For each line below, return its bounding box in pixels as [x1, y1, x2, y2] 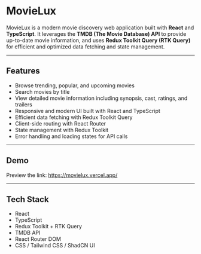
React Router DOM [14, 235, 62, 243]
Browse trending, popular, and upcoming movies [14, 82, 135, 89]
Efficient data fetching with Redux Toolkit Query [14, 114, 133, 121]
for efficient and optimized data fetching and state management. [6, 43, 165, 50]
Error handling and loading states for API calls [14, 133, 128, 140]
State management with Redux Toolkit [14, 126, 109, 133]
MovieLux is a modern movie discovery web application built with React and [6, 24, 194, 31]
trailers [14, 100, 33, 108]
